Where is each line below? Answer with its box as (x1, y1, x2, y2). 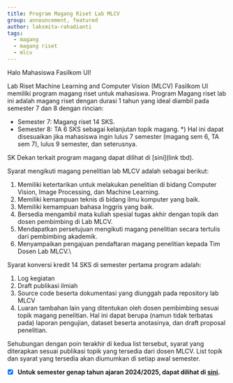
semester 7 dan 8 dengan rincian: (7, 104, 104, 112)
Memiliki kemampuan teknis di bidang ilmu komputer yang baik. (17, 195, 200, 203)
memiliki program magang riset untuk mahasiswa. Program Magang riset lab (7, 89, 227, 98)
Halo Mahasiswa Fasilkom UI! (7, 68, 92, 77)
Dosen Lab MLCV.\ (17, 247, 72, 255)
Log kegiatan (17, 273, 55, 283)
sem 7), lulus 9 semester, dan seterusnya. (17, 140, 137, 148)
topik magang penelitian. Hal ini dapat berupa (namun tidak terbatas (17, 311, 213, 320)
